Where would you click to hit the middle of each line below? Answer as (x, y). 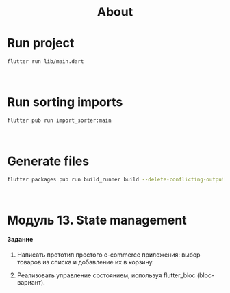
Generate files (48, 161)
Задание (20, 240)
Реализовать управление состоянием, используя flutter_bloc (106, 275)
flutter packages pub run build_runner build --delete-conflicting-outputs (117, 179)
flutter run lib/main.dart (46, 62)
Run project (41, 43)
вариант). (31, 283)
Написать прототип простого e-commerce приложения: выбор (108, 255)
